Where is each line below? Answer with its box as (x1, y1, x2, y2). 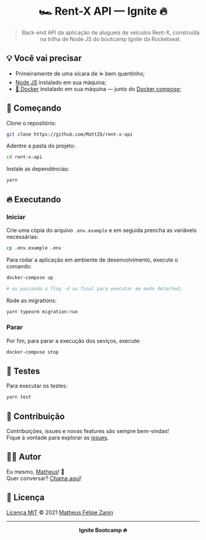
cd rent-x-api (6, 154, 43, 160)
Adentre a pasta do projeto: (6, 142, 75, 150)
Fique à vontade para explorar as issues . (6, 434, 109, 442)
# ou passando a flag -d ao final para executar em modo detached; (6, 286, 183, 292)
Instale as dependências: (6, 165, 70, 173)
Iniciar (6, 213, 26, 221)
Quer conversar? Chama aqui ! (6, 474, 82, 482)
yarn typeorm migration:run (6, 308, 78, 315)
